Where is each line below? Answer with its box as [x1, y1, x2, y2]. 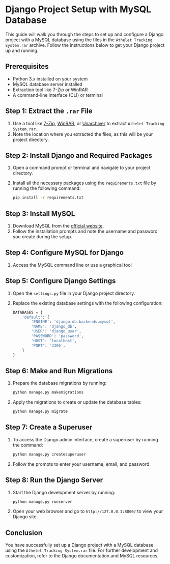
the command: [12, 442, 43, 448]
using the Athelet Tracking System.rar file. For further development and [5, 547, 158, 553]
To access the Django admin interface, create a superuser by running [12, 436, 159, 442]
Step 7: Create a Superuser [5, 423, 93, 432]
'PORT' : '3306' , [31, 343, 66, 348]
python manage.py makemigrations [12, 390, 84, 395]
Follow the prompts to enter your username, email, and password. [12, 461, 151, 467]
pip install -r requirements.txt [12, 195, 84, 201]
